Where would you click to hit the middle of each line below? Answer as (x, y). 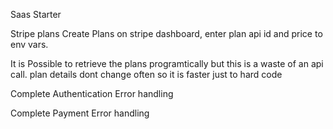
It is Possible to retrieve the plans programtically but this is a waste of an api (167, 63)
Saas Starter (36, 14)
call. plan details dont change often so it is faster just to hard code (146, 74)
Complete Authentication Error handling (92, 93)
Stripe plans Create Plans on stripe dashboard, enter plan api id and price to (166, 33)
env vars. (29, 44)
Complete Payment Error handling (80, 113)
